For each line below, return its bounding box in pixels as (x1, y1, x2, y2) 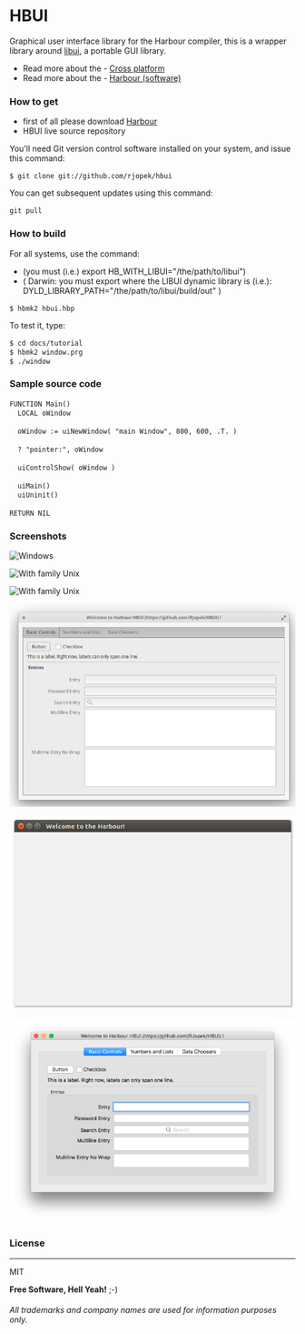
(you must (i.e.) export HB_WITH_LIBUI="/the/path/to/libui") (22, 266, 247, 277)
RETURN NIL (9, 509, 51, 518)
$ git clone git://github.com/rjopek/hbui (9, 172, 172, 181)
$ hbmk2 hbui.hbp (9, 304, 75, 313)
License (9, 1237, 45, 1249)
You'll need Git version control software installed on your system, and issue (9, 143, 291, 155)
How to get (9, 95, 59, 107)
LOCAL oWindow (17, 409, 71, 418)
